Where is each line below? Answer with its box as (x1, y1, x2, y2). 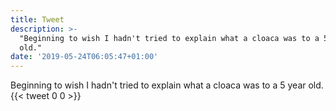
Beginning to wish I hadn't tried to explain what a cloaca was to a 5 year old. (10, 79, 324, 91)
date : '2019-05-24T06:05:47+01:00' (10, 52, 159, 62)
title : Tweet (10, 14, 65, 25)
